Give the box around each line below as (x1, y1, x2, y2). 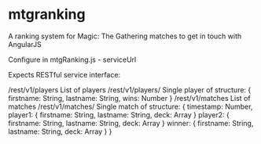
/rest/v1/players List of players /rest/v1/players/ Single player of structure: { (8, 85, 252, 95)
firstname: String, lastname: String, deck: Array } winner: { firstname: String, (8, 118, 254, 128)
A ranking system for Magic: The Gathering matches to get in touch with (8, 31, 242, 41)
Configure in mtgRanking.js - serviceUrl (8, 55, 137, 64)
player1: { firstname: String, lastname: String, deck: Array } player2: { (8, 110, 230, 119)
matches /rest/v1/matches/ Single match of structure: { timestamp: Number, (8, 102, 253, 111)
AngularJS (8, 39, 42, 49)
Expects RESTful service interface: (8, 70, 120, 79)
